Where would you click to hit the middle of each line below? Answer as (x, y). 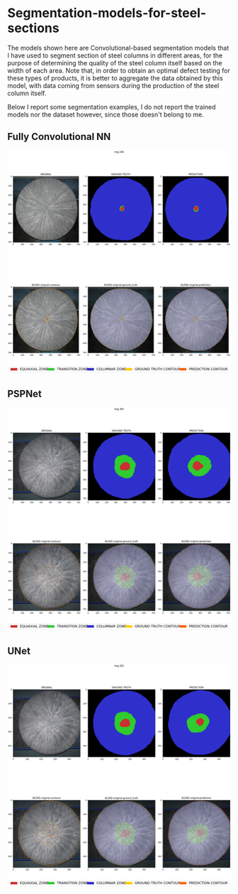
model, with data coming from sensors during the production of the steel (113, 85)
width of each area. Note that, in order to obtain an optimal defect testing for (119, 70)
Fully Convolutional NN (59, 137)
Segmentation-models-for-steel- (107, 13)
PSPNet (25, 394)
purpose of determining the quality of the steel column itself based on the (115, 63)
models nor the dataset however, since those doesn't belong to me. (106, 114)
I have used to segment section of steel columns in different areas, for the (115, 55)
